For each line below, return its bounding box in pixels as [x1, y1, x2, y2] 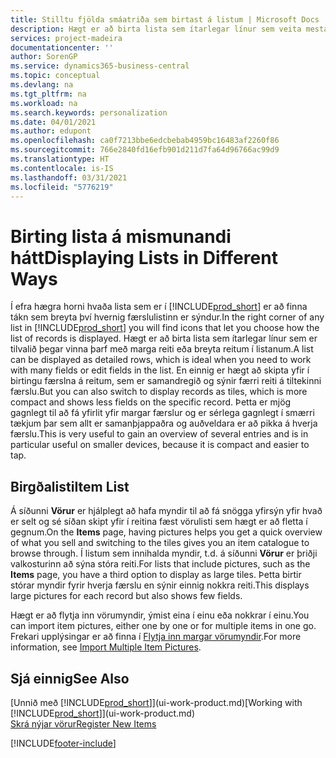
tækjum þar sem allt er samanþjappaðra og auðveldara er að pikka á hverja [10, 417, 318, 430]
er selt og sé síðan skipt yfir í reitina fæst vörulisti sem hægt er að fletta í [10, 516, 308, 528]
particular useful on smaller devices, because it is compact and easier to [10, 439, 310, 451]
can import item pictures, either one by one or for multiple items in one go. [10, 620, 317, 632]
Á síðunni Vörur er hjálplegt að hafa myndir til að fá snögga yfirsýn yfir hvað [10, 505, 323, 517]
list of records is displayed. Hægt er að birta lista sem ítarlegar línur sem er [10, 332, 318, 345]
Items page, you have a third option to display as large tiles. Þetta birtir [10, 569, 302, 581]
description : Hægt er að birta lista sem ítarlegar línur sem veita [10, 24, 302, 34]
